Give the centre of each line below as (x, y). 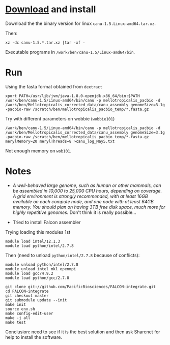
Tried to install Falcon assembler (47, 222)
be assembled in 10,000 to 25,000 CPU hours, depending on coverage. (87, 191)
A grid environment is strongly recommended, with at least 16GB (80, 196)
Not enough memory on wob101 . (38, 150)
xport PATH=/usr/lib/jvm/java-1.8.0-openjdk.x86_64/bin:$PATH (73, 96)
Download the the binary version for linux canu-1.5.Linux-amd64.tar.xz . (81, 23)
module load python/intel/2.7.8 (39, 246)
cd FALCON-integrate (27, 291)
